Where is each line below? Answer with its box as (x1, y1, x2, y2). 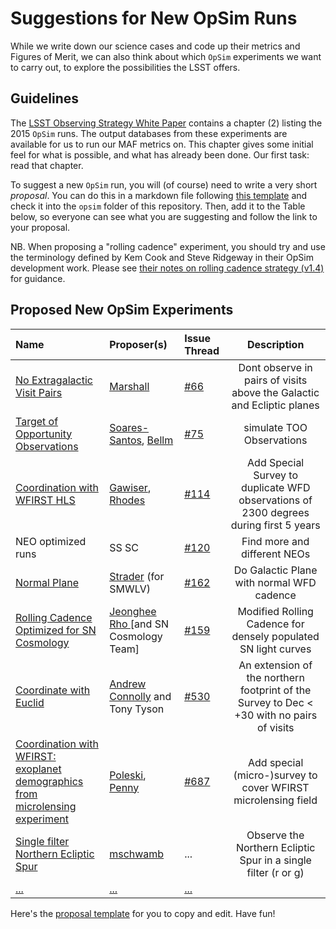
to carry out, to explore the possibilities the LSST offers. (10, 61, 241, 73)
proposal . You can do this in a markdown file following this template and (10, 189, 308, 201)
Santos (109, 433, 143, 447)
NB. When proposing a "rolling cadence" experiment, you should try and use (10, 240, 326, 252)
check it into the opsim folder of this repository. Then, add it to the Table (10, 200, 306, 212)
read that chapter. (10, 159, 84, 171)
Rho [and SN (109, 617, 169, 631)
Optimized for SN (15, 623, 97, 637)
